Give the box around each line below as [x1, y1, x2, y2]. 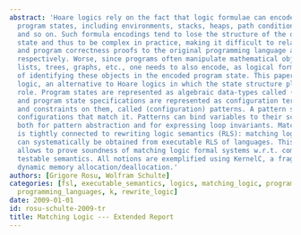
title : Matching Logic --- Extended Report [9, 212, 175, 222]
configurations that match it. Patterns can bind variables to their [17, 113, 282, 122]
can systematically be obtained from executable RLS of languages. [17, 138, 275, 147]
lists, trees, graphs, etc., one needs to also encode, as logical [17, 63, 275, 72]
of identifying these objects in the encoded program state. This [17, 71, 271, 80]
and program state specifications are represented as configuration [17, 96, 279, 105]
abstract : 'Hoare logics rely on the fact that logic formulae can [9, 13, 267, 22]
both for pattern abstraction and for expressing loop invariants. [17, 122, 275, 130]
